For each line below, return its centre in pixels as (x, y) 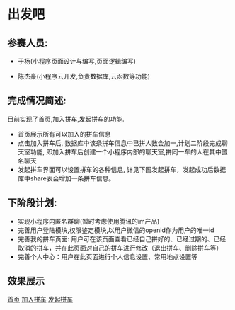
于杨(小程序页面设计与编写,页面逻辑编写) (77, 61)
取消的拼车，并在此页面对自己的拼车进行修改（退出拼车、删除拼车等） (120, 248)
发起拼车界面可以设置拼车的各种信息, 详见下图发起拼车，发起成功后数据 (122, 169)
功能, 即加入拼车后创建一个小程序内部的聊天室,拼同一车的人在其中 (126, 151)
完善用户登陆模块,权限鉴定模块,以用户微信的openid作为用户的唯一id (116, 230)
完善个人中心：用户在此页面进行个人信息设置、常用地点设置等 (108, 256)
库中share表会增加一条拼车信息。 (66, 178)
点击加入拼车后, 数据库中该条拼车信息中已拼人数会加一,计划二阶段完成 (119, 143)
